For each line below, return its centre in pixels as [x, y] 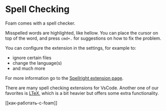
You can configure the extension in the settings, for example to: [71, 48]
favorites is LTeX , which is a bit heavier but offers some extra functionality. [82, 93]
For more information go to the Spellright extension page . [64, 78]
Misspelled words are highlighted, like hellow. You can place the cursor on [82, 33]
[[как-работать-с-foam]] [31, 103]
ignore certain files [32, 58]
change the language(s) [37, 63]
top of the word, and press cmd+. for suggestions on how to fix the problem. [83, 38]
